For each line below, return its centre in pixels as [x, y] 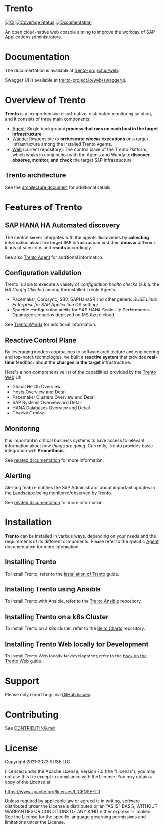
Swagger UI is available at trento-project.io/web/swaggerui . [66, 80]
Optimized [23, 315]
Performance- [137, 310]
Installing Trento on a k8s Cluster [57, 617]
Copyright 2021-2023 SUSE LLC [38, 761]
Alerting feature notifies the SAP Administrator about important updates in [80, 487]
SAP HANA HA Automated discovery [63, 225]
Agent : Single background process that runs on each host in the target [85, 128]
